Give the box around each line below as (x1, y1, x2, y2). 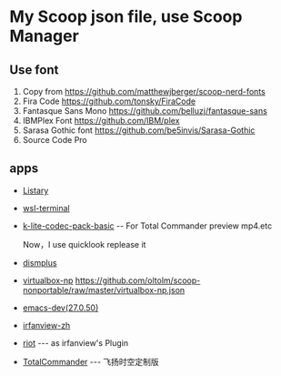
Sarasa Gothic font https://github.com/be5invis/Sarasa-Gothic (22, 125, 256, 136)
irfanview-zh (22, 320, 71, 330)
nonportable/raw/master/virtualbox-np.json (22, 284, 186, 295)
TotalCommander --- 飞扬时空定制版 (22, 356, 159, 367)
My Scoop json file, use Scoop (9, 6, 243, 27)
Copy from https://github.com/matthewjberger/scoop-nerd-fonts (22, 86, 266, 97)
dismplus (22, 257, 57, 268)
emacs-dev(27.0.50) (22, 302, 99, 313)
